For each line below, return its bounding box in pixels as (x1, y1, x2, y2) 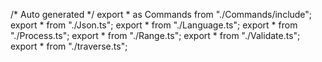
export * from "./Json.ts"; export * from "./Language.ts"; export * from (10, 19, 298, 31)
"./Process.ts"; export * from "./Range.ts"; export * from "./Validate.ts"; (10, 30, 301, 41)
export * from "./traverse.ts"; (10, 40, 128, 52)
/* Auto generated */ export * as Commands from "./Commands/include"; (10, 9, 313, 20)
